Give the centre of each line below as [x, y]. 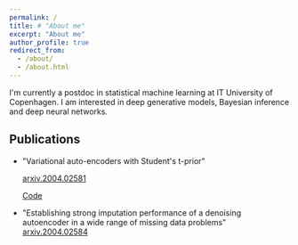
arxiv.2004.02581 [54, 178]
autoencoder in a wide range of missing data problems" [124, 222]
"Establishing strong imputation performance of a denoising [132, 212]
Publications [45, 139]
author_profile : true [49, 42]
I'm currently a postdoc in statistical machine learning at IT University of [141, 92]
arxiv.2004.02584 [55, 232]
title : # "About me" [48, 26]
